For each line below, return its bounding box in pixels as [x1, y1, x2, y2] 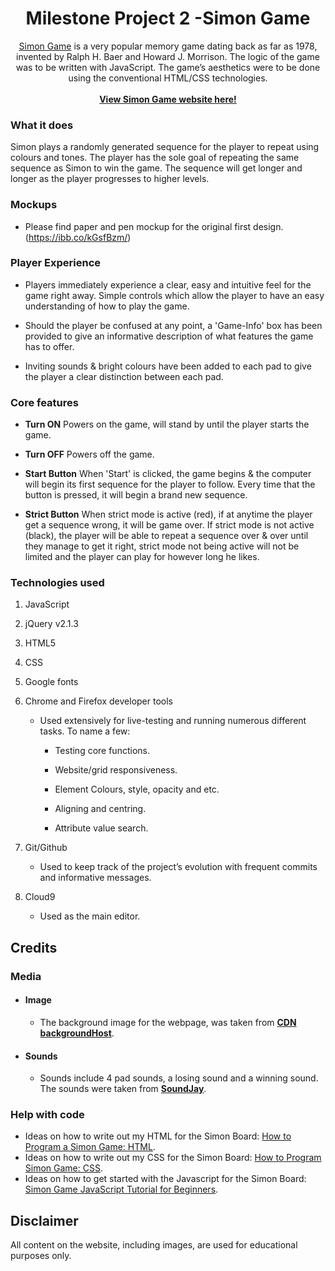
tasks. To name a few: [39, 725, 131, 737]
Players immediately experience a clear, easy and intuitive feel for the [24, 278, 312, 291]
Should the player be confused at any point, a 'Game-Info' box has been [24, 319, 323, 331]
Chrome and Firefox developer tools [24, 695, 173, 707]
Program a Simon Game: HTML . [24, 1141, 156, 1153]
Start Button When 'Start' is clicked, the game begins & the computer [24, 468, 312, 480]
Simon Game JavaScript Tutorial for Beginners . [24, 1183, 219, 1196]
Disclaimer [10, 1212, 79, 1229]
